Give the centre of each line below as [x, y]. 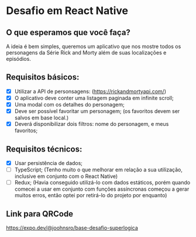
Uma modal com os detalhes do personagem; [69, 104]
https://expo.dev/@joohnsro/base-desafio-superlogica [72, 228]
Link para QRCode [40, 214]
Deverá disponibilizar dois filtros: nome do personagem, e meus [92, 124]
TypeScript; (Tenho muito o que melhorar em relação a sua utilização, [99, 170]
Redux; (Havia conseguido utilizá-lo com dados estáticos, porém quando [102, 183]
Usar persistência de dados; [49, 163]
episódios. [18, 59]
